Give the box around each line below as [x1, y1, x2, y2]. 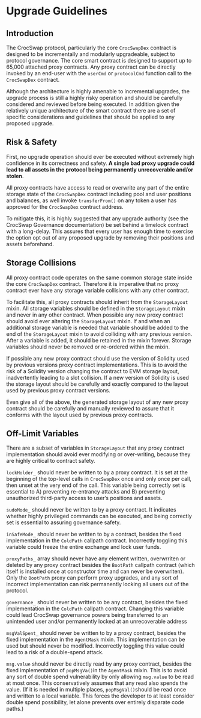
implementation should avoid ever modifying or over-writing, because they [6, 451, 191, 458]
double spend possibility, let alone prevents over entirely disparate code [6, 699, 185, 706]
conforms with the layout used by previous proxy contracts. [6, 411, 154, 418]
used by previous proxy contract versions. [6, 386, 111, 394]
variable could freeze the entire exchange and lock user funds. [6, 543, 161, 551]
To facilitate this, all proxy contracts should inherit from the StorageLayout [6, 298, 188, 305]
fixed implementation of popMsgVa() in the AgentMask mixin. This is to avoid [6, 667, 188, 674]
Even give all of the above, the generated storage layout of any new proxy [6, 398, 189, 406]
